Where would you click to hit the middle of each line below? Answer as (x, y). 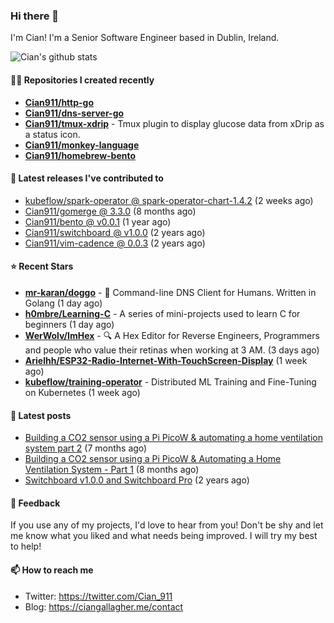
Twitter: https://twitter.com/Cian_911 (98, 596)
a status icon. (52, 134)
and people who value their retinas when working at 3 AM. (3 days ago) (172, 350)
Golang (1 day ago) (63, 303)
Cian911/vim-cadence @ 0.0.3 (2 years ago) (115, 243)
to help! (26, 546)
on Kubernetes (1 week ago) (82, 392)
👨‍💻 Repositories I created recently (82, 80)
